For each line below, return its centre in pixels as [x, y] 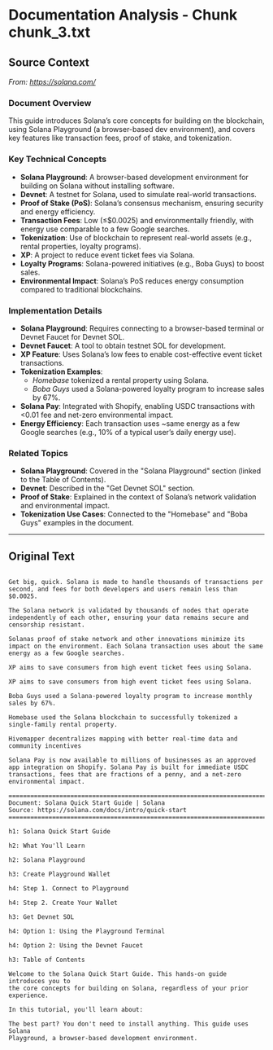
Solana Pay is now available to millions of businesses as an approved [132, 760]
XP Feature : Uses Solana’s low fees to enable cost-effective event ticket [141, 354]
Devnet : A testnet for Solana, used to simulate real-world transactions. [139, 194]
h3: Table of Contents [47, 960]
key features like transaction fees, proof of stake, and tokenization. [120, 138]
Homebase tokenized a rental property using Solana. [121, 380]
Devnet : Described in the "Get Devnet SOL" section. [107, 488]
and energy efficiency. [58, 211]
